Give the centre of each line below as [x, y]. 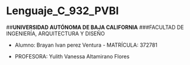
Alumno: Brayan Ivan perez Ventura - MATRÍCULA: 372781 [86, 45]
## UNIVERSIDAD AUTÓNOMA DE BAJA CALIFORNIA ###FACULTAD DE [95, 27]
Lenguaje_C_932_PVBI [63, 11]
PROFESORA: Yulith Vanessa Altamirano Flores [72, 56]
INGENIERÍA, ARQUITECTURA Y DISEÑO [56, 33]
